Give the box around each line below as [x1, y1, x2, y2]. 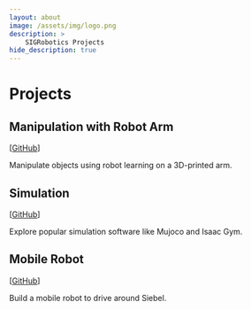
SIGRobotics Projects [25, 37, 104, 47]
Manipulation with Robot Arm [9, 119, 174, 134]
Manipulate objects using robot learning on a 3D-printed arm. [9, 160, 232, 171]
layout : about [9, 12, 62, 22]
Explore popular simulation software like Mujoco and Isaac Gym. [9, 226, 243, 236]
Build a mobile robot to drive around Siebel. [9, 292, 167, 303]
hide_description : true [9, 46, 97, 55]
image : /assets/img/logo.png [9, 21, 117, 30]
